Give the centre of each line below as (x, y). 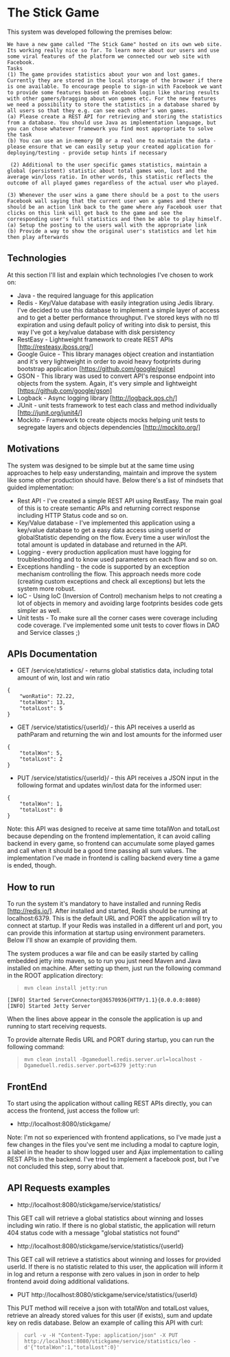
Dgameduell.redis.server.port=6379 (75, 1066)
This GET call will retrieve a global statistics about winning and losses (105, 1218)
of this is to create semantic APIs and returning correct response (108, 508)
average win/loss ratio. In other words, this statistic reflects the (110, 177)
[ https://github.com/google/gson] (65, 390)
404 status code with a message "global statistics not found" (94, 1232)
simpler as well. (39, 610)
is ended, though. (32, 865)
